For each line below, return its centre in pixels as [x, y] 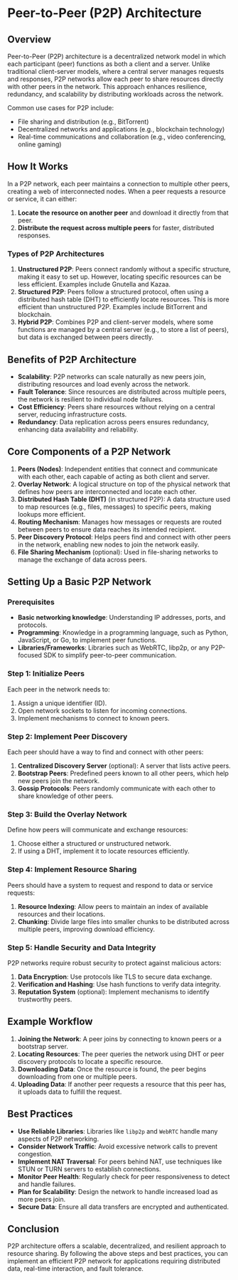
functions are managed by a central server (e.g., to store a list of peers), [123, 330]
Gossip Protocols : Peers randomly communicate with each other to [117, 789]
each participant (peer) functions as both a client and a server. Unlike [109, 64]
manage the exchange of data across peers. [82, 559]
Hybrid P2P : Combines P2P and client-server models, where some [115, 322]
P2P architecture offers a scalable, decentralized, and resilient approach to [117, 1246]
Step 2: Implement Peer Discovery [67, 736]
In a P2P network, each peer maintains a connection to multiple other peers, [119, 183]
